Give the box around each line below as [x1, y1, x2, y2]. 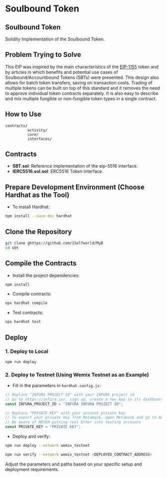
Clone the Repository [5, 228, 72, 236]
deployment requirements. [5, 466, 60, 472]
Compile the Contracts [5, 259, 77, 267]
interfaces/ [27, 136, 52, 141]
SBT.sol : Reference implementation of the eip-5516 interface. [12, 163, 138, 169]
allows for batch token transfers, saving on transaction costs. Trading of [5, 79, 153, 85]
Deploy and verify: [12, 434, 51, 440]
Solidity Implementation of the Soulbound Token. [5, 36, 105, 42]
